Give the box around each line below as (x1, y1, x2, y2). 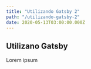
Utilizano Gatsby (6, 41, 69, 51)
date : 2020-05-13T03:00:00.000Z (6, 19, 85, 25)
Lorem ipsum (6, 57, 38, 64)
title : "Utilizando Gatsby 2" (6, 8, 80, 15)
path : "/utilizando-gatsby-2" (6, 14, 80, 20)
